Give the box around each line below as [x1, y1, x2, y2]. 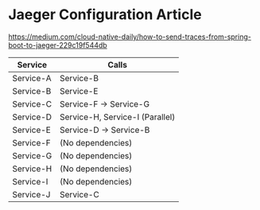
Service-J [12, 189, 51, 200]
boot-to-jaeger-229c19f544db [8, 40, 107, 49]
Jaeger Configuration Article [8, 6, 202, 24]
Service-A [12, 72, 52, 84]
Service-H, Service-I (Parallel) [59, 111, 176, 122]
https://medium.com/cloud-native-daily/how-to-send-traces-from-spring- [8, 32, 252, 41]
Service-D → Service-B [59, 124, 150, 135]
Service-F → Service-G [59, 98, 149, 109]
